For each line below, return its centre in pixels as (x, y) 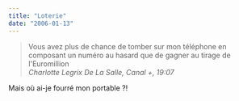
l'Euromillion (49, 63)
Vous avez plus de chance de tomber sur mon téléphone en (128, 46)
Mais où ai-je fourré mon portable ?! (68, 88)
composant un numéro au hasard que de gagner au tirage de (130, 55)
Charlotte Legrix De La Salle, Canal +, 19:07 (101, 72)
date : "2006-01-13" (41, 23)
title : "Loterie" (38, 16)
